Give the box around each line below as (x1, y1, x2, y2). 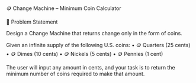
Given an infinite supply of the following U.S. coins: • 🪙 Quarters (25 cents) (6, 42, 191, 48)
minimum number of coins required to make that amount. (6, 70, 145, 77)
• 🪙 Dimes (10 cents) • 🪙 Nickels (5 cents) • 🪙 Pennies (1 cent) (6, 51, 163, 57)
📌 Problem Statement (6, 18, 58, 25)
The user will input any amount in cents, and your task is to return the (6, 64, 176, 71)
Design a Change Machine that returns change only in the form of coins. (6, 30, 182, 36)
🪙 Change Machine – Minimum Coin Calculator (6, 5, 121, 12)
